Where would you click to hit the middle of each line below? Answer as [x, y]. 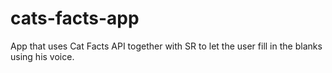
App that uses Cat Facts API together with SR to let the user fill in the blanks [166, 46]
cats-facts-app [75, 18]
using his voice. [42, 56]
